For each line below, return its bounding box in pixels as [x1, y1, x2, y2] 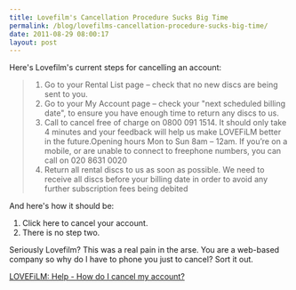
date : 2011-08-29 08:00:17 [9, 29, 109, 38]
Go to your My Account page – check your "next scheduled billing [44, 99, 286, 109]
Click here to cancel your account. [21, 218, 148, 229]
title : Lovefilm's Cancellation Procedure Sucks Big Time [9, 12, 228, 22]
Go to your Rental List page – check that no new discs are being [44, 79, 278, 90]
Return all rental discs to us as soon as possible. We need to [44, 165, 265, 175]
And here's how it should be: [9, 201, 115, 212]
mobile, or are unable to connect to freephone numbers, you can [44, 146, 282, 157]
